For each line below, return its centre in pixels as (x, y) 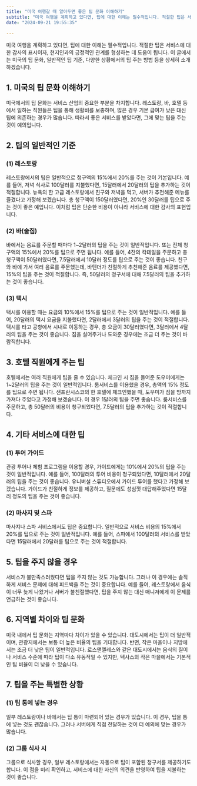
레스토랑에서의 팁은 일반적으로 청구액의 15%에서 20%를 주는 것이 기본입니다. (95, 177)
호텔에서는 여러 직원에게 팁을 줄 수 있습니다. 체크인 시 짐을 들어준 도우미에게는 (96, 377)
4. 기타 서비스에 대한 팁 (46, 434)
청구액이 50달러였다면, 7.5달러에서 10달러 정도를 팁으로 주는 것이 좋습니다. (91, 260)
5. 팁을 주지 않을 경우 (42, 562)
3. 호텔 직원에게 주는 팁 (46, 362)
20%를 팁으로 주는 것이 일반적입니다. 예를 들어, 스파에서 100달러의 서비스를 (93, 534)
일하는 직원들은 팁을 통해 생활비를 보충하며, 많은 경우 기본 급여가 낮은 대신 (101, 110)
